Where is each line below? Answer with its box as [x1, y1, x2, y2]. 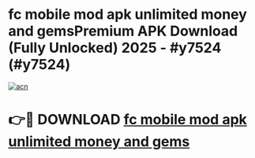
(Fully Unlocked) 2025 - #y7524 [8, 39, 222, 57]
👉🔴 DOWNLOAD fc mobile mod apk [8, 111, 247, 129]
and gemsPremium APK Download [8, 22, 238, 40]
